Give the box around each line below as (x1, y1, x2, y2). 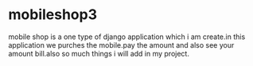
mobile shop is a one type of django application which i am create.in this (8, 32, 246, 41)
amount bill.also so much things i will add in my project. (8, 49, 189, 58)
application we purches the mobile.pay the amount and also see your (8, 40, 235, 49)
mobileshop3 (8, 6, 98, 24)
